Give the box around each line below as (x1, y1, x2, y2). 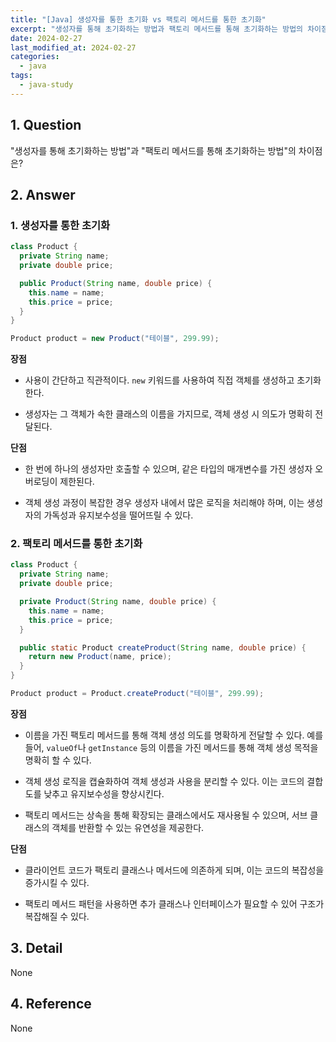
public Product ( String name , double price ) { (19, 278, 213, 288)
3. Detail (10, 940, 63, 957)
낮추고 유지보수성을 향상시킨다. (43, 787, 165, 800)
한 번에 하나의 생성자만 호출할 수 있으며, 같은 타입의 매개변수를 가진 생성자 (24, 463, 313, 475)
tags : (10, 71, 33, 81)
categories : (10, 52, 60, 62)
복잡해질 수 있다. (24, 910, 90, 922)
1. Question (10, 117, 82, 134)
